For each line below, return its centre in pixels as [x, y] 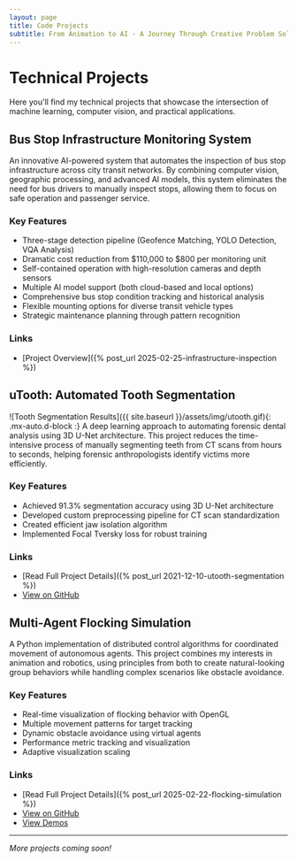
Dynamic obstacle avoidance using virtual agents [111, 733]
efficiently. [28, 463]
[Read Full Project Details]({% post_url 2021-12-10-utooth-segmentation [153, 576]
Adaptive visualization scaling [76, 752]
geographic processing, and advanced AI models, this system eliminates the [148, 180]
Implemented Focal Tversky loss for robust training [114, 534]
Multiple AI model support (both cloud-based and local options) [138, 288]
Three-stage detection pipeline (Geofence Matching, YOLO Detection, [149, 241]
